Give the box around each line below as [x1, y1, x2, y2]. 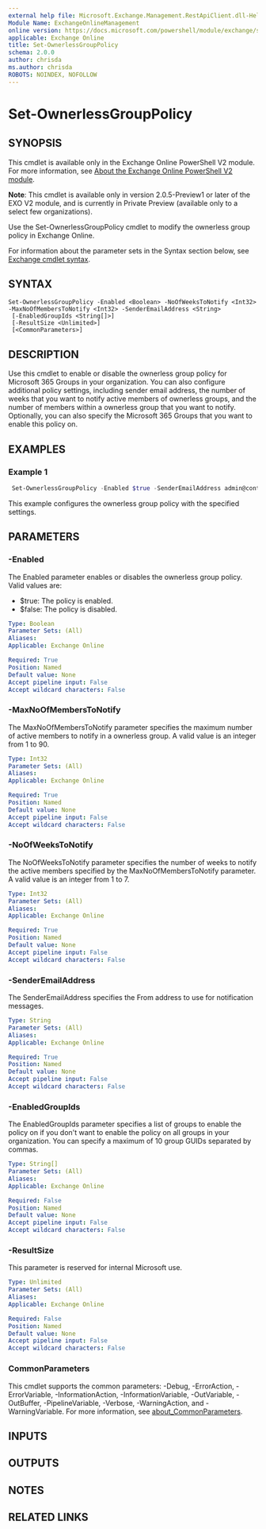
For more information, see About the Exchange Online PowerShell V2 [8, 166, 234, 176]
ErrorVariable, [8, 1389, 54, 1399]
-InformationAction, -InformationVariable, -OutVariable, [55, 1389, 235, 1399]
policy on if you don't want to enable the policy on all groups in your [8, 1128, 230, 1137]
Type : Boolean [8, 620, 55, 627]
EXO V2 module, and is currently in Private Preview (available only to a [8, 198, 238, 207]
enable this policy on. [8, 419, 78, 429]
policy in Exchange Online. [8, 230, 95, 240]
